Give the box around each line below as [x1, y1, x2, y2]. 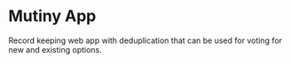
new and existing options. [8, 44, 103, 54]
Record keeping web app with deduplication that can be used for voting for [8, 35, 283, 46]
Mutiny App [8, 6, 97, 26]
